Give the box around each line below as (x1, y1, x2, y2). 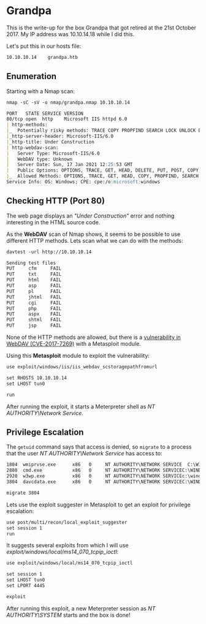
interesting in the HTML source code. (6, 218, 101, 226)
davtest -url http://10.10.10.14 (6, 249, 92, 255)
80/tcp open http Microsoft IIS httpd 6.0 (6, 116, 128, 123)
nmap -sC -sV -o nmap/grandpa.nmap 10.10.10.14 (6, 99, 131, 105)
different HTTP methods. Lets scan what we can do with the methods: (6, 237, 183, 244)
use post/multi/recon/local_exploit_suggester (6, 519, 128, 525)
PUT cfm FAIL (6, 265, 62, 272)
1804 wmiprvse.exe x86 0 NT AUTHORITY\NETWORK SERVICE (6, 462, 183, 468)
